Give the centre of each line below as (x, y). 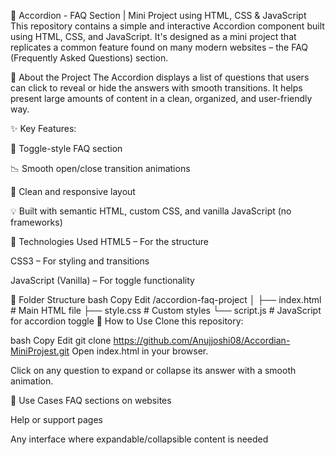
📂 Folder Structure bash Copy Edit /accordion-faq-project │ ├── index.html (166, 299)
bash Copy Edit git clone (61, 340)
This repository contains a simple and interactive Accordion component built (167, 26)
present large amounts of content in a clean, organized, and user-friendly (161, 98)
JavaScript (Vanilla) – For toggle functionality (102, 280)
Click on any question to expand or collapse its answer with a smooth (153, 370)
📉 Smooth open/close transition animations (100, 168)
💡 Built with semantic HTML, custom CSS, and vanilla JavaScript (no (151, 211)
